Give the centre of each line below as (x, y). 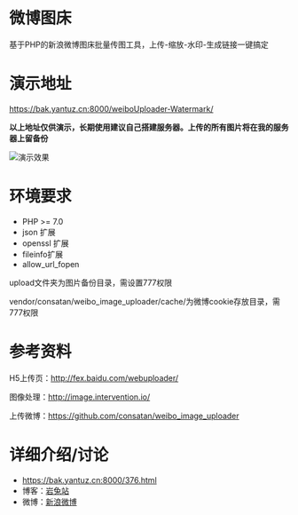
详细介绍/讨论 (59, 455)
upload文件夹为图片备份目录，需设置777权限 (91, 282)
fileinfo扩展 (43, 254)
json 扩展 (39, 232)
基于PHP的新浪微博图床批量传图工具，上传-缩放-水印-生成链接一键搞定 (139, 44)
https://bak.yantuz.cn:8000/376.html (89, 479)
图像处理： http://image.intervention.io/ (80, 397)
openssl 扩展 (45, 243)
